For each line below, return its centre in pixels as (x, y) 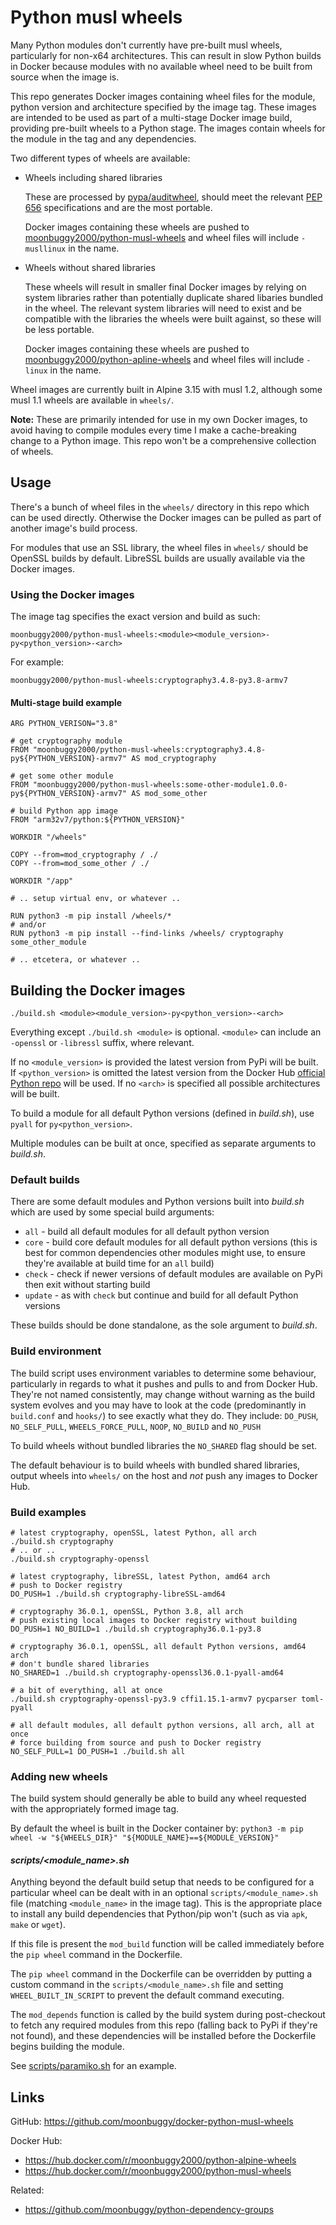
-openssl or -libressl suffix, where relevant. (102, 1043)
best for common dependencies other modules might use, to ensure (165, 1253)
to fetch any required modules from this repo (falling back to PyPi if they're (164, 2025)
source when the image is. (65, 77)
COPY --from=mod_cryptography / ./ (84, 855)
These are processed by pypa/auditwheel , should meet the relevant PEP (173, 197)
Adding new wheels (59, 1776)
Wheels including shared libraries (93, 177)
